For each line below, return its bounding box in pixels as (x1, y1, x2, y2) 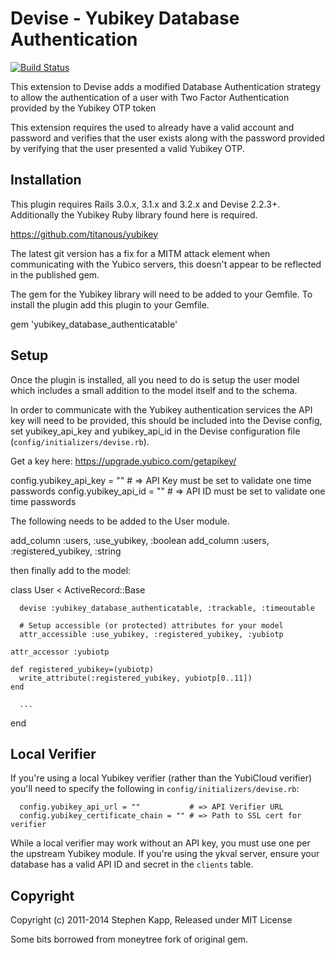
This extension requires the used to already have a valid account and (10, 121, 295, 133)
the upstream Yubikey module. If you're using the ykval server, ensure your (10, 848, 320, 860)
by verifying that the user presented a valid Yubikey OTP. (10, 142, 245, 154)
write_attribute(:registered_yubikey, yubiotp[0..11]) (19, 673, 253, 683)
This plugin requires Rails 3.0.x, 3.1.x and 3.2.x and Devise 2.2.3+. (10, 198, 281, 210)
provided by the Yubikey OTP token (10, 102, 157, 114)
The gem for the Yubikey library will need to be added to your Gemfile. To (10, 288, 313, 300)
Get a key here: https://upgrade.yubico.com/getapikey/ (10, 455, 237, 467)
